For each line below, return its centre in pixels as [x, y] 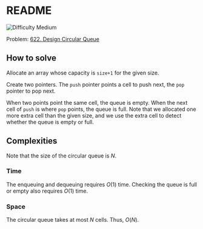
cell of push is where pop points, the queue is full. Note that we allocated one [101, 109]
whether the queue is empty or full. [50, 122]
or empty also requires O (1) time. [47, 191]
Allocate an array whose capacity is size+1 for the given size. [83, 73]
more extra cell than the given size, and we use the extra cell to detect [94, 115]
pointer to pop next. [31, 91]
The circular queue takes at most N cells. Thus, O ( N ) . [73, 220]
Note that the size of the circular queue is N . [62, 156]
